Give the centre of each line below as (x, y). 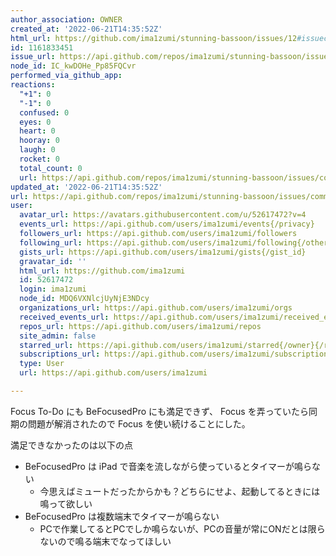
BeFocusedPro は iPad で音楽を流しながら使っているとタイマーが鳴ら (168, 466)
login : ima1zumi (53, 289)
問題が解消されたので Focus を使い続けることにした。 (139, 423)
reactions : (33, 85)
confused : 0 (44, 112)
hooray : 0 (39, 141)
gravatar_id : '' (53, 261)
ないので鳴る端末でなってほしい (105, 541)
